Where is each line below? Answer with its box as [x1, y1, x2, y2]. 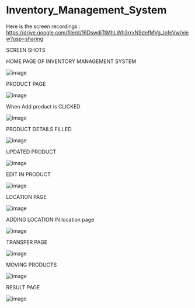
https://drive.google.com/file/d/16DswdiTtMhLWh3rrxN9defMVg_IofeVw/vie [6, 29, 189, 36]
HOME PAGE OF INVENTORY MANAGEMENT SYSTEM [6, 58, 137, 65]
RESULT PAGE [6, 283, 40, 290]
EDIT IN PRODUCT [6, 170, 51, 178]
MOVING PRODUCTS [6, 261, 57, 268]
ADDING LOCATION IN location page [6, 216, 95, 223]
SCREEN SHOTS [6, 46, 46, 53]
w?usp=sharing [6, 35, 44, 42]
